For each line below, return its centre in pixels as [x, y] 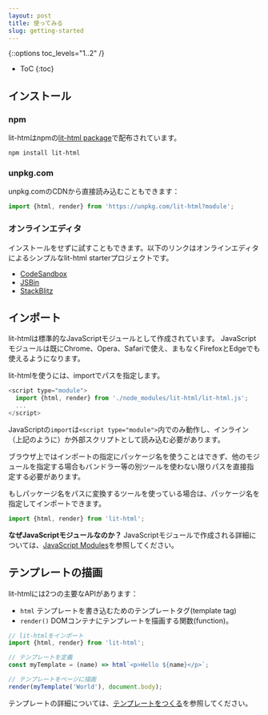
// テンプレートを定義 [41, 657]
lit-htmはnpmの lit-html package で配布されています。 [95, 138]
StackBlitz [36, 291]
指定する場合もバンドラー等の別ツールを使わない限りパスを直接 [141, 466]
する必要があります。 [50, 476]
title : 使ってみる [36, 23]
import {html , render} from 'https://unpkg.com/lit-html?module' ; [121, 207]
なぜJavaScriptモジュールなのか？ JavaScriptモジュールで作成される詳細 [129, 535]
